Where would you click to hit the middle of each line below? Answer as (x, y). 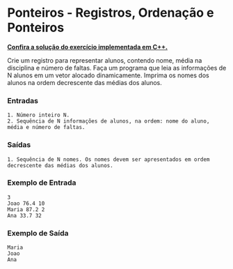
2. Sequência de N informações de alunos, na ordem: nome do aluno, (109, 121)
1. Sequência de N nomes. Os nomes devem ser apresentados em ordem (109, 159)
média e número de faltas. (46, 128)
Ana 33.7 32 (24, 215)
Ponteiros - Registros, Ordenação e (111, 13)
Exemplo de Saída (38, 233)
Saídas (19, 145)
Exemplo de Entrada (42, 183)
